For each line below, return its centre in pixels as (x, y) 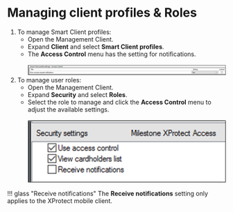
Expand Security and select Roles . (77, 95)
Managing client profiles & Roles (102, 13)
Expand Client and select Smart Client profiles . (96, 46)
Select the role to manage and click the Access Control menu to (119, 103)
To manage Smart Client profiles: (64, 32)
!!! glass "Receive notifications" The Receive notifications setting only (108, 194)
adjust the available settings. (68, 109)
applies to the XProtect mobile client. (60, 201)
